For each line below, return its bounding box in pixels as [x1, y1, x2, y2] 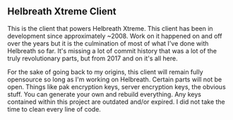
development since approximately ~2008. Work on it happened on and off [7, 32, 222, 40]
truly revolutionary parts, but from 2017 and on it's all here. [7, 54, 178, 62]
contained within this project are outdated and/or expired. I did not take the [7, 98, 226, 106]
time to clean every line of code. [7, 105, 101, 113]
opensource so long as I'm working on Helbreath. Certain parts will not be [7, 75, 222, 84]
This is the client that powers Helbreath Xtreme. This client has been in [7, 24, 213, 32]
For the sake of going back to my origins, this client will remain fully [7, 67, 203, 76]
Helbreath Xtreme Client [7, 6, 116, 18]
